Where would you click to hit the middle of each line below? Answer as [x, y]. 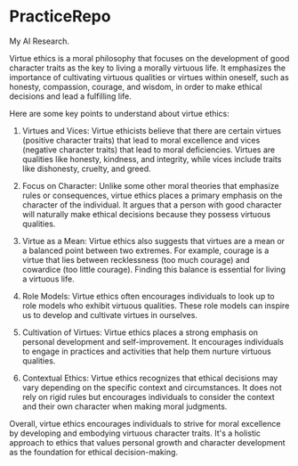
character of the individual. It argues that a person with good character [152, 204]
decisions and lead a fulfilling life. [70, 96]
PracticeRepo [60, 16]
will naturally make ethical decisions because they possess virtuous [146, 214]
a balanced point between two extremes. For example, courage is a [145, 250]
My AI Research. [39, 41]
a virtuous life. [48, 279]
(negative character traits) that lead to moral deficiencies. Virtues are [149, 150]
